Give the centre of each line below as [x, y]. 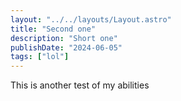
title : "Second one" [53, 29]
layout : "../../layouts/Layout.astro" [91, 19]
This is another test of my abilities [80, 85]
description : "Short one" [64, 38]
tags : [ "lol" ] [40, 57]
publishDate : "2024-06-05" [66, 47]
